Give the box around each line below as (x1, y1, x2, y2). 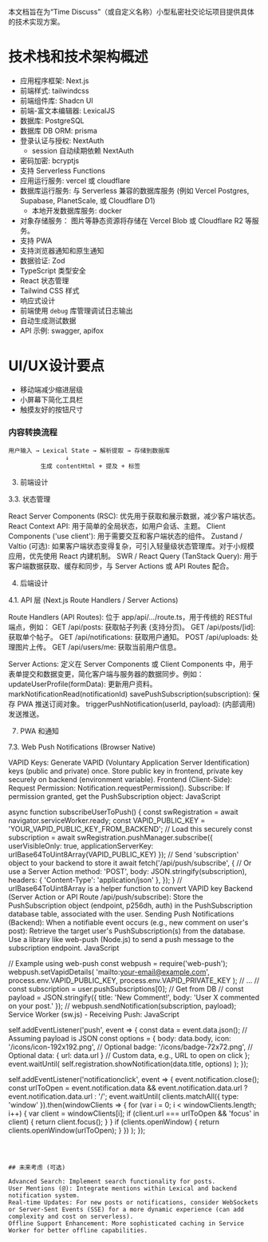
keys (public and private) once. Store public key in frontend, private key (8, 766, 243, 776)
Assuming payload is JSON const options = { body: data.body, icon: (8, 1034, 231, 1044)
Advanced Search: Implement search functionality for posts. (8, 1178, 216, 1186)
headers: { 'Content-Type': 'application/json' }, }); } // (8, 875, 183, 885)
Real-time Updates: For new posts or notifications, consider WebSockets (8, 1199, 259, 1207)
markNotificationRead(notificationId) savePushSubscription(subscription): (8, 689, 251, 699)
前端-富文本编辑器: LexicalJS (19, 106, 116, 115)
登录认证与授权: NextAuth (19, 135, 104, 146)
